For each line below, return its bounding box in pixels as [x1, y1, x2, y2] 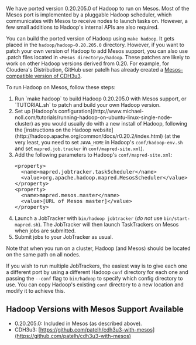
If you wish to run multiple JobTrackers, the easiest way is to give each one [6, 262, 187, 269]
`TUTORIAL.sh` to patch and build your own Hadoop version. [14, 102, 161, 108]
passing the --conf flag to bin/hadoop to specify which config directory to [6, 275, 183, 282]
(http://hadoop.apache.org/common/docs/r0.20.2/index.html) [14, 133, 163, 140]
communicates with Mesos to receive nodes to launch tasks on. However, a [6, 18, 188, 24]
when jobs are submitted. [14, 227, 76, 234]
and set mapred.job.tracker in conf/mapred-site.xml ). [14, 145, 145, 152]
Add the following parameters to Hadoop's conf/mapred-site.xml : [14, 151, 173, 158]
